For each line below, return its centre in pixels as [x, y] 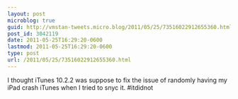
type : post [23, 54]
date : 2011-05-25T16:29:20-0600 [55, 40]
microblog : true [31, 21]
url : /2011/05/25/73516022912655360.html [69, 60]
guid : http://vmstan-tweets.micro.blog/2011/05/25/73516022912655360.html [120, 27]
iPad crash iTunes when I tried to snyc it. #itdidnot [80, 87]
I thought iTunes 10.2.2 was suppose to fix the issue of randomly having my [118, 80]
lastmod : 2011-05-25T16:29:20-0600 [60, 47]
